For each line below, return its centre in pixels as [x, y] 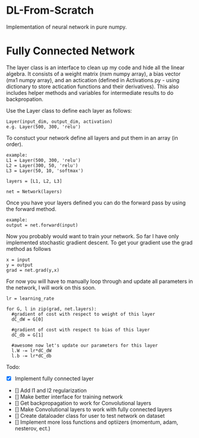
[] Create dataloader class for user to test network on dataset [90, 415]
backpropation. [25, 99]
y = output [20, 265]
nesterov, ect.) [32, 428]
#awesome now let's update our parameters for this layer [85, 345]
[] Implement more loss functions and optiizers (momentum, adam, [96, 422]
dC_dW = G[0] [28, 319]
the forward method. [31, 209]
